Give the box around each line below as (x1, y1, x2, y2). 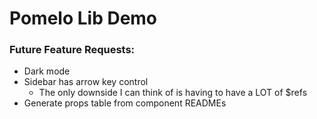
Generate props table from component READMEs (23, 97, 227, 109)
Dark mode (23, 65, 71, 77)
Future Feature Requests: (9, 43, 136, 57)
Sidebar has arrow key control (23, 76, 149, 88)
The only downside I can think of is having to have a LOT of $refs (38, 87, 308, 99)
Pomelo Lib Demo (9, 7, 158, 30)
